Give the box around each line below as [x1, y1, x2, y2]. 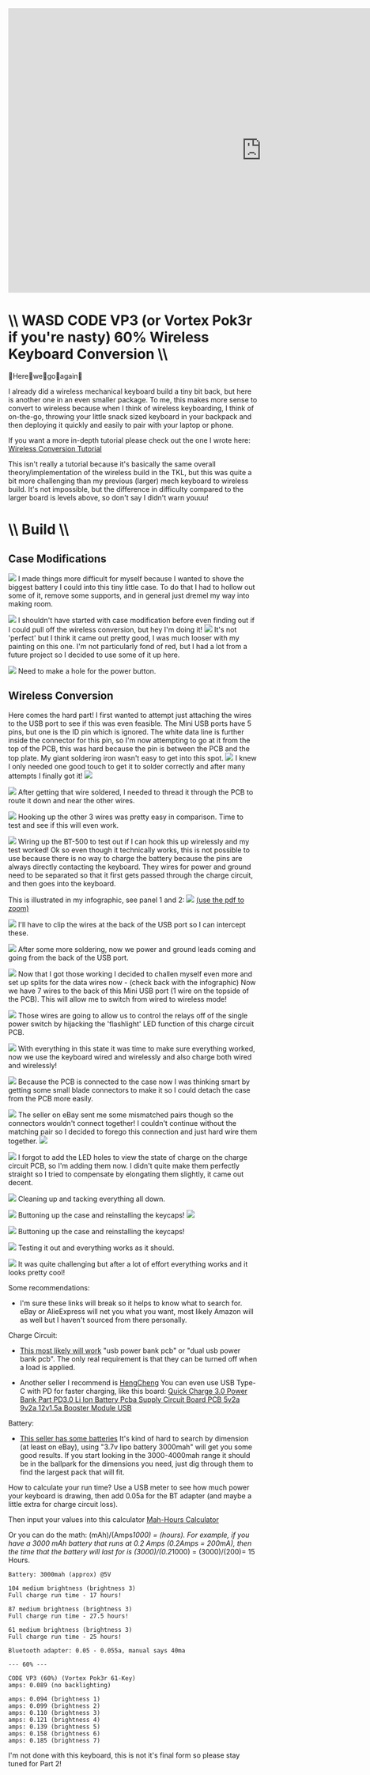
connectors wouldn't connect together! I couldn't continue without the [8, 1118, 237, 1127]
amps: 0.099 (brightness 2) [8, 1701, 101, 1710]
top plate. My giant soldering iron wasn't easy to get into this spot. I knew [8, 753, 257, 762]
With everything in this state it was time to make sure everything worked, [17, 1044, 255, 1053]
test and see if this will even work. [8, 820, 119, 829]
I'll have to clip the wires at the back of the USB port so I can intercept [17, 920, 247, 929]
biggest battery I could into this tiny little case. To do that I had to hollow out [8, 582, 255, 591]
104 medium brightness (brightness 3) [8, 1584, 136, 1592]
